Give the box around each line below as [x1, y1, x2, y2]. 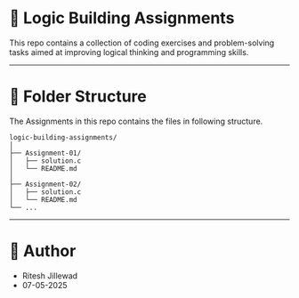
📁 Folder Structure [9, 86, 147, 107]
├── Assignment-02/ [9, 180, 82, 189]
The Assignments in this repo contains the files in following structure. [9, 116, 263, 126]
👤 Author [9, 241, 77, 262]
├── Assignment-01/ [9, 149, 82, 157]
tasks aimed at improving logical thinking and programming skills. [9, 46, 249, 57]
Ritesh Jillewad [21, 270, 78, 281]
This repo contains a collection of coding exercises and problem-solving [9, 37, 275, 48]
